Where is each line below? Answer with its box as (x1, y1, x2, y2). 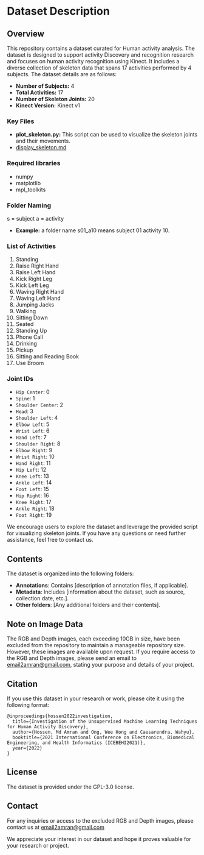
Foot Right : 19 (15, 511, 52, 519)
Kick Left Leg (15, 282, 49, 289)
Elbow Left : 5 (15, 420, 50, 428)
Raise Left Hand (15, 269, 56, 276)
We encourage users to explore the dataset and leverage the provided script (7, 523, 198, 531)
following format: (7, 701, 50, 708)
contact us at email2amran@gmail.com (7, 823, 105, 831)
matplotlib (15, 179, 41, 186)
